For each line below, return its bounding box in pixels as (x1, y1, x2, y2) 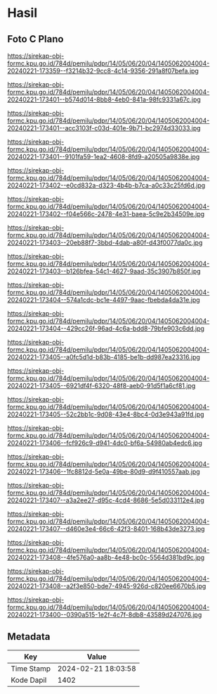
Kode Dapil (11, 675, 47, 685)
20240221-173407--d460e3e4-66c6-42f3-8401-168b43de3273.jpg (7, 525, 205, 533)
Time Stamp (11, 664, 51, 674)
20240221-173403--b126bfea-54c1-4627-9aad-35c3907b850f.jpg (7, 267, 202, 275)
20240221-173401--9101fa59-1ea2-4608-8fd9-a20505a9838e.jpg (7, 153, 200, 161)
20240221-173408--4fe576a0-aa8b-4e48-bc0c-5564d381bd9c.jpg (7, 553, 205, 562)
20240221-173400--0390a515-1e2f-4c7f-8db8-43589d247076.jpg (7, 611, 202, 619)
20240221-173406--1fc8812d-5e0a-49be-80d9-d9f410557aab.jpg (7, 467, 200, 476)
